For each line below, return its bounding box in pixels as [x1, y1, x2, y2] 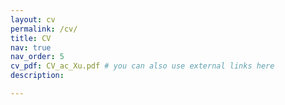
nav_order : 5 [10, 52, 65, 62]
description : [10, 71, 65, 81]
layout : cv [10, 14, 56, 25]
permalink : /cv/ [10, 24, 78, 34]
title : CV [10, 33, 52, 43]
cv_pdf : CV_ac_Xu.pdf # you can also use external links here [10, 61, 275, 71]
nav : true [10, 42, 52, 53]
